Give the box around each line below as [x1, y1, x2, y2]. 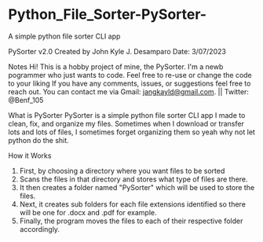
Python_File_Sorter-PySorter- [8, 5, 206, 24]
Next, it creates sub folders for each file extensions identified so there [19, 199, 246, 209]
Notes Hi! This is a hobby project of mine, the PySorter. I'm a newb [8, 61, 224, 71]
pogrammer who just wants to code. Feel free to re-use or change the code [8, 70, 253, 79]
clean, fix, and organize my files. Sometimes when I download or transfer [8, 119, 245, 128]
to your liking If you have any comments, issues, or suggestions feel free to [8, 79, 251, 88]
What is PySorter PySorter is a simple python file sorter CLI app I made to [8, 110, 246, 119]
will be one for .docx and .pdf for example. [19, 207, 157, 217]
